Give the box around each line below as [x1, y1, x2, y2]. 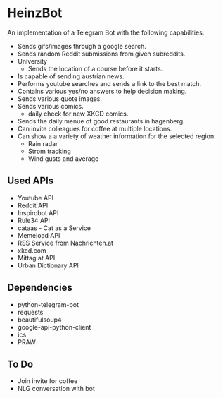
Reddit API [17, 201, 49, 210]
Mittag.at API [17, 253, 56, 262]
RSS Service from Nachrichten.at [17, 239, 114, 247]
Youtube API [17, 193, 54, 202]
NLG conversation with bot [17, 385, 95, 393]
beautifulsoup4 [17, 315, 62, 324]
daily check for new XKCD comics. [27, 109, 129, 118]
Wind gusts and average [27, 154, 99, 163]
